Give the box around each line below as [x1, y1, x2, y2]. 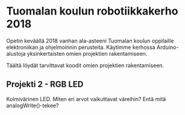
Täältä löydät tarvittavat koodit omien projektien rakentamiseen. [6, 62, 165, 69]
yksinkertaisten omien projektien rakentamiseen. [27, 50, 148, 57]
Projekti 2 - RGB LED [6, 79, 84, 90]
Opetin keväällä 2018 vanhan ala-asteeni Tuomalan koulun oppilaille [6, 37, 174, 44]
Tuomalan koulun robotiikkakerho [6, 4, 178, 18]
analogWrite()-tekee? [6, 102, 59, 109]
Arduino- [156, 44, 179, 51]
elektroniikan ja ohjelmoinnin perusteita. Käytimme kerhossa [6, 44, 155, 51]
